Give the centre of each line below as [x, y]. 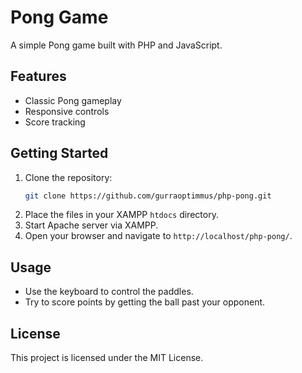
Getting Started [59, 153]
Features [38, 76]
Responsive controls [67, 111]
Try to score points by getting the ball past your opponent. [145, 302]
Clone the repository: [68, 177]
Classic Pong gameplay [73, 100]
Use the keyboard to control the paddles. [109, 292]
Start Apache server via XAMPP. [91, 225]
